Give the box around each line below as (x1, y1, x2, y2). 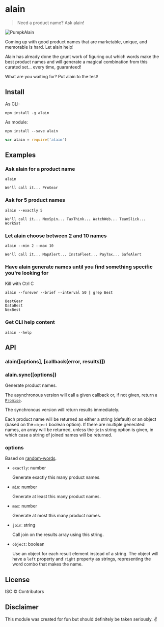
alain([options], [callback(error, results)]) (5, 358, 106, 365)
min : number (12, 484, 38, 490)
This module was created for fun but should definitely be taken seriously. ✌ (5, 616, 158, 622)
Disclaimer (5, 603, 39, 611)
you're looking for (5, 269, 49, 276)
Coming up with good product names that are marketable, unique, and (5, 38, 147, 45)
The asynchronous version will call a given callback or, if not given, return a (5, 392, 158, 398)
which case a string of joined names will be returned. (5, 432, 112, 438)
